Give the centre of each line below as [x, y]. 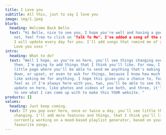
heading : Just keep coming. [39, 106]
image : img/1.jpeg [24, 19]
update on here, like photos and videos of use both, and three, [83, 88]
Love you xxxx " [31, 46]
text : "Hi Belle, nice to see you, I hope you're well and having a [82, 33]
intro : [12, 51]
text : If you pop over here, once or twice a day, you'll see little [83, 111]
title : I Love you [24, 10]
